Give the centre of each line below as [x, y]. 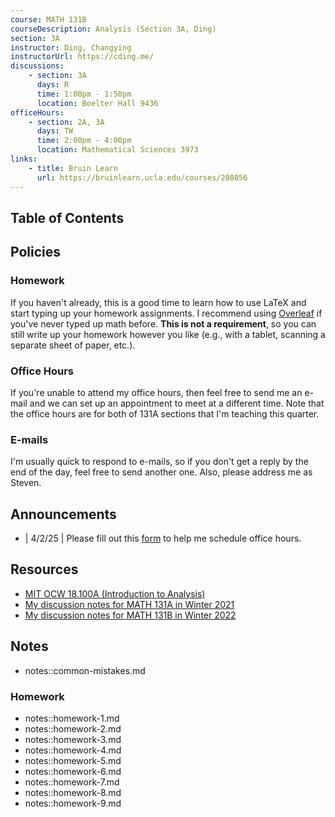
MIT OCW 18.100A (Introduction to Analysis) [115, 593]
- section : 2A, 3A [66, 122]
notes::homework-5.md [73, 760]
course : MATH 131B [48, 19]
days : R [53, 85]
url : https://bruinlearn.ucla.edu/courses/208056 [142, 177]
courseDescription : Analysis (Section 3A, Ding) [113, 29]
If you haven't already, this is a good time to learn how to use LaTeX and [158, 302]
